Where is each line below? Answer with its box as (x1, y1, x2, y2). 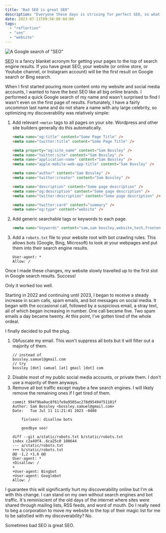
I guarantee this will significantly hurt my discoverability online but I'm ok (5, 486, 154, 492)
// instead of (12, 353, 41, 357)
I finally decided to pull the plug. (5, 328, 71, 334)
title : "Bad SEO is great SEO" (5, 7, 70, 12)
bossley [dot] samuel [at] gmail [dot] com (12, 365, 104, 371)
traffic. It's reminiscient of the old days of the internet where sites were (5, 497, 150, 503)
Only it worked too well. (5, 283, 53, 289)
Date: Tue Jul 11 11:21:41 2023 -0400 (12, 409, 97, 414)
